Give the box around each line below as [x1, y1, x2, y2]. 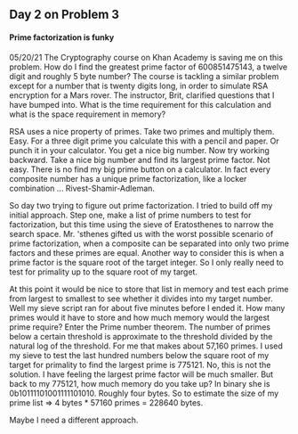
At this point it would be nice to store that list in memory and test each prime [9, 283, 289, 294]
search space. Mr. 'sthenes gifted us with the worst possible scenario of [9, 228, 274, 239]
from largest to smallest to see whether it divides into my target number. [9, 293, 273, 304]
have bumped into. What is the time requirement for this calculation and [9, 99, 271, 110]
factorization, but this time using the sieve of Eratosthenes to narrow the [9, 218, 274, 230]
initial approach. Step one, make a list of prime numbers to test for [9, 209, 252, 220]
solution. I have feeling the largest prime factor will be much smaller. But [9, 369, 274, 380]
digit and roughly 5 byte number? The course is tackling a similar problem [9, 70, 279, 81]
